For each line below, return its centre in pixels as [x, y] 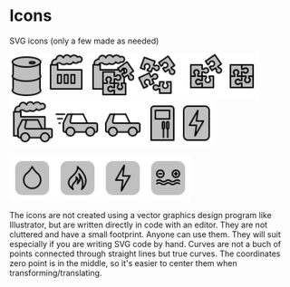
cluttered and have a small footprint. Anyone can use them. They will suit [145, 234]
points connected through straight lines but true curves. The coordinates [145, 254]
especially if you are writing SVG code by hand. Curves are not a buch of [145, 244]
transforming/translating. [56, 273]
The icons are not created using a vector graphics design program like [140, 215]
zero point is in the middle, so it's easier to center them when [123, 263]
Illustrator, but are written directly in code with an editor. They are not [139, 225]
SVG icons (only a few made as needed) [84, 41]
